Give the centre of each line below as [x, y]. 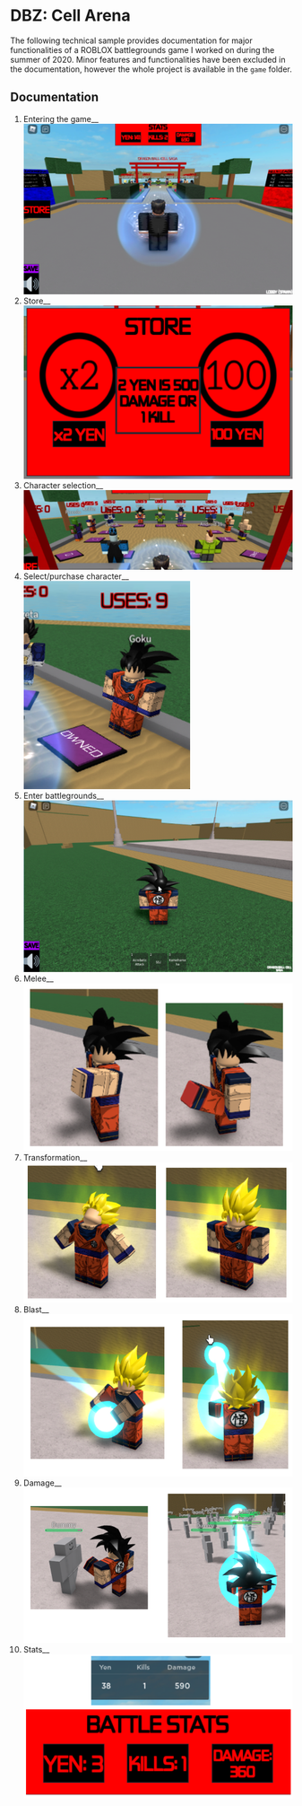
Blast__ [36, 1310]
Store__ [37, 301]
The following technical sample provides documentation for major [132, 40]
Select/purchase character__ [76, 576]
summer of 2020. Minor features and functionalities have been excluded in [148, 59]
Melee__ [39, 978]
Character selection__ [63, 486]
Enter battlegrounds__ [63, 796]
